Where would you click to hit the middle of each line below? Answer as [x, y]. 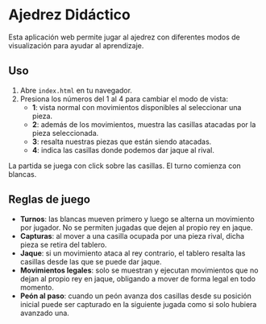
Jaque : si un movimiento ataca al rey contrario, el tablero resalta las [133, 253]
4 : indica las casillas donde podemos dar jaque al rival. [123, 150]
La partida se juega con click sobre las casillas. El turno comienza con [125, 166]
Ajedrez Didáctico [70, 15]
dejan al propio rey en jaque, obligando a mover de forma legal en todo [138, 278]
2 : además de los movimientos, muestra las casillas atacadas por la [144, 124]
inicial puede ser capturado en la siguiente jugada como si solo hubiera [138, 304]
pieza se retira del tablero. [63, 244]
